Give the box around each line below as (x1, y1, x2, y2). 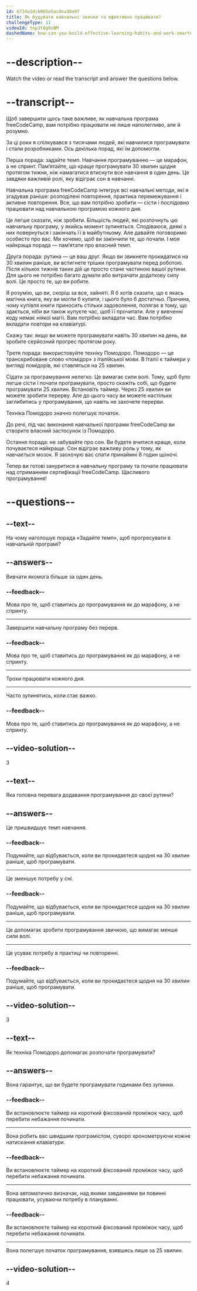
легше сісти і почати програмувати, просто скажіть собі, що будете (6, 380, 176, 386)
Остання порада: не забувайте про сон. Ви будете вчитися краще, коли (6, 438, 186, 445)
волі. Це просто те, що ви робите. (6, 278, 90, 285)
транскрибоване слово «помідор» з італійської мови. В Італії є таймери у (6, 356, 191, 363)
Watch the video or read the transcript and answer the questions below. (6, 75, 179, 82)
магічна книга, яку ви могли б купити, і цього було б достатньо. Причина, (6, 296, 191, 302)
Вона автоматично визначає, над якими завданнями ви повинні (6, 1189, 166, 1197)
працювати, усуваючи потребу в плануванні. (6, 1196, 119, 1203)
